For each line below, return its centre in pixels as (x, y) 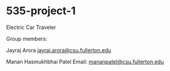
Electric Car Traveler (31, 27)
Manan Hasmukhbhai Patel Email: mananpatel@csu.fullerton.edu (85, 62)
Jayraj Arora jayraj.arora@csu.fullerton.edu (59, 50)
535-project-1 (41, 11)
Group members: (27, 38)
